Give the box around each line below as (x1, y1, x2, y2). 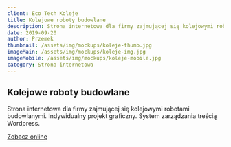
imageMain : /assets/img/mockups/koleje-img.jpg (7, 49, 146, 56)
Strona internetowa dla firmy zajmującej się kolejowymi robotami (7, 104, 190, 113)
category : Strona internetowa (7, 61, 94, 68)
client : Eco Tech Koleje (7, 10, 78, 17)
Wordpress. (7, 120, 40, 128)
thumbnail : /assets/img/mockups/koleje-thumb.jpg (7, 42, 153, 49)
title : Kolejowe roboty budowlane (7, 16, 107, 23)
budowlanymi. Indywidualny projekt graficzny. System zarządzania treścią (7, 112, 217, 120)
